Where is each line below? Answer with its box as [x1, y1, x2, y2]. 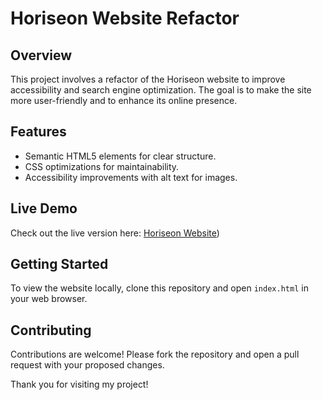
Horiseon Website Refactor [10, 7, 240, 30]
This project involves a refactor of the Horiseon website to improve [10, 73, 286, 85]
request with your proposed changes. [10, 359, 165, 371]
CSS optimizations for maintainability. [24, 160, 180, 172]
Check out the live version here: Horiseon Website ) [10, 227, 220, 239]
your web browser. [10, 293, 88, 305]
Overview [10, 47, 73, 64]
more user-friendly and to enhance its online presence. [10, 95, 238, 106]
